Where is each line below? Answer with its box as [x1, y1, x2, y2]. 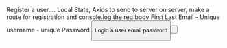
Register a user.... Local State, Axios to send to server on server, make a [6, 6, 210, 14]
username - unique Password [6, 26, 90, 34]
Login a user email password [94, 27, 168, 34]
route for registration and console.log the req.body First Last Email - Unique [6, 13, 220, 21]
